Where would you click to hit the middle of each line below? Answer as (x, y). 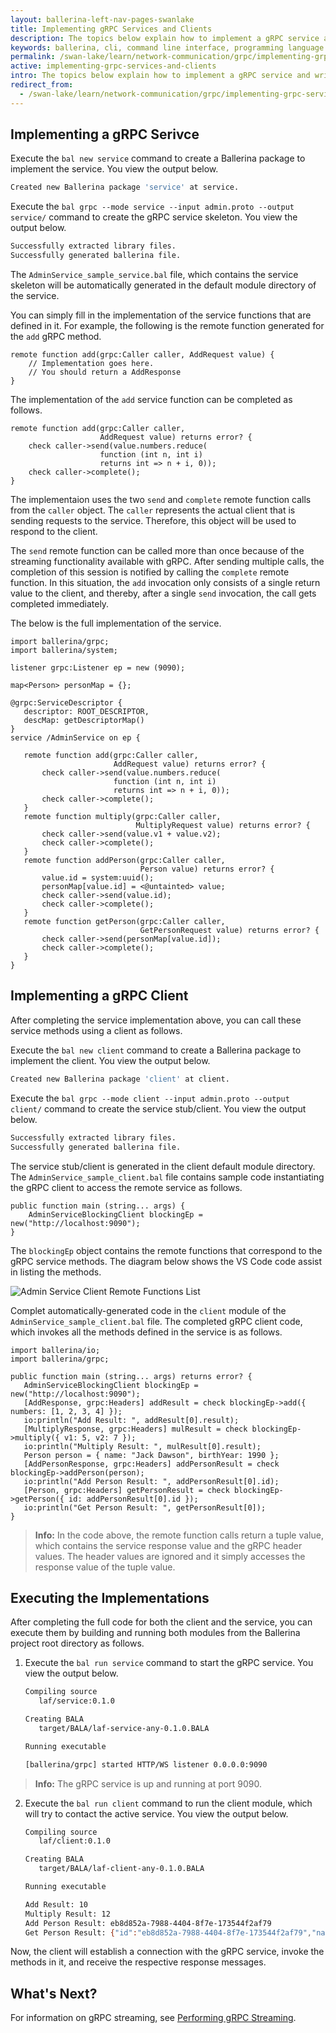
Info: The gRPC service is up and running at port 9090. (148, 1783)
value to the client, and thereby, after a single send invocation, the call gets (163, 593)
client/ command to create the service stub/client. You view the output (158, 1108)
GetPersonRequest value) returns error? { (229, 931)
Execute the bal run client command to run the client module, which (168, 1803)
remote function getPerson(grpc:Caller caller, (124, 922)
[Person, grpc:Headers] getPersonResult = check (126, 1490)
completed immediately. (60, 604)
